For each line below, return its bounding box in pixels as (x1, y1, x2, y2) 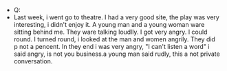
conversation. (13, 57, 53, 65)
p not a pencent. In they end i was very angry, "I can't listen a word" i (13, 43, 210, 50)
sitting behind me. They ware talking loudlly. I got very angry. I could (13, 28, 208, 36)
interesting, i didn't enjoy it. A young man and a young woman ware (13, 21, 205, 28)
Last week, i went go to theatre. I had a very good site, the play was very (13, 13, 220, 21)
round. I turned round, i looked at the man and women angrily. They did (13, 35, 215, 43)
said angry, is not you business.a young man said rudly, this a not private (13, 50, 220, 58)
